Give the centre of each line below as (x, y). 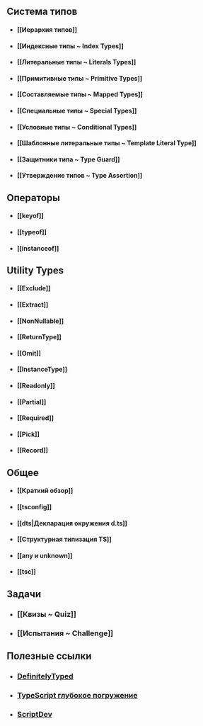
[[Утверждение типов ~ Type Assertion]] (80, 176)
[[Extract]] (33, 305)
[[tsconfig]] (34, 507)
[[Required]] (35, 418)
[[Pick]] (28, 434)
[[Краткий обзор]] (45, 491)
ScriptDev (34, 714)
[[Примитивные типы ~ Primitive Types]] (80, 78)
